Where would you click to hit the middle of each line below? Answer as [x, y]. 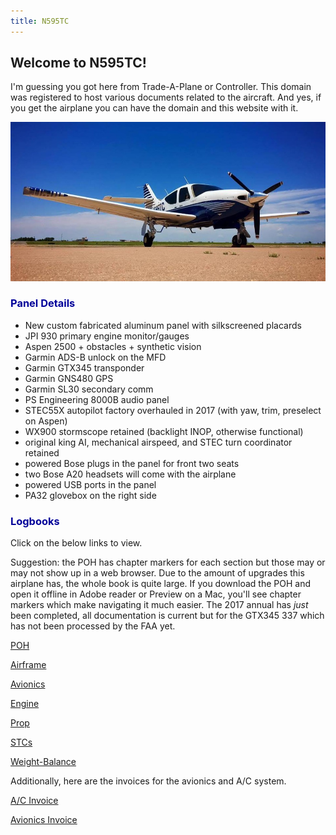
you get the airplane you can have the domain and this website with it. [154, 108]
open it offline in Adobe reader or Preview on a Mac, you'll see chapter [156, 594]
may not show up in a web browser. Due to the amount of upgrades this [157, 573]
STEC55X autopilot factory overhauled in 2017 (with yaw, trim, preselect [173, 410]
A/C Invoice [34, 801]
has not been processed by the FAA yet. [93, 626]
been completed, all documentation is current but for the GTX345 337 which [167, 616]
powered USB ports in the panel [90, 484]
